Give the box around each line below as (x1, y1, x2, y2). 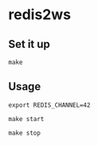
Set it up (8, 37, 50, 51)
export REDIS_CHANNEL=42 (8, 101, 91, 109)
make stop (8, 129, 41, 137)
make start (8, 115, 45, 123)
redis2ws (8, 6, 72, 24)
